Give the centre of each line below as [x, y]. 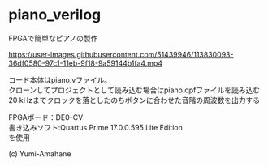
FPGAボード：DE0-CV [46, 117]
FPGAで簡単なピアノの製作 [53, 38]
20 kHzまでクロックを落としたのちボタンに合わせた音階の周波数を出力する [134, 100]
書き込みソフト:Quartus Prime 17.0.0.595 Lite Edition [95, 127]
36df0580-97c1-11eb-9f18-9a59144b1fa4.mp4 [86, 63]
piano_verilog [55, 15]
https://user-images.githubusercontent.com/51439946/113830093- [121, 54]
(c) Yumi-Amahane [40, 153]
